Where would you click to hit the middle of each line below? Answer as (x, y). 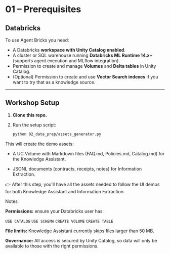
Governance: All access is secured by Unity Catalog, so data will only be (81, 240)
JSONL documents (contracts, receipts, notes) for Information (77, 168)
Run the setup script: (34, 124)
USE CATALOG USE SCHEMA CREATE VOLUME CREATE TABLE (59, 221)
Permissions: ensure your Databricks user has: (55, 211)
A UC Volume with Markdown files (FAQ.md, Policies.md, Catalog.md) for (89, 153)
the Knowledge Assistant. (39, 159)
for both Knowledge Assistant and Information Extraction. (65, 191)
